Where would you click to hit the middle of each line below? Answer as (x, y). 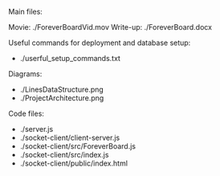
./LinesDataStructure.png (62, 89)
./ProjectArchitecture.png (62, 98)
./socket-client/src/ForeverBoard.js (78, 146)
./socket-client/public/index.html (74, 163)
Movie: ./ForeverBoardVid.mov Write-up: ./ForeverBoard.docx (110, 27)
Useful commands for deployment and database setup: (100, 43)
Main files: (25, 12)
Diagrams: (25, 74)
